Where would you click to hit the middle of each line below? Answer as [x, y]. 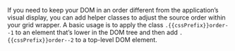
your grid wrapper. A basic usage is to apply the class [85, 25]
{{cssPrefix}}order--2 [41, 41]
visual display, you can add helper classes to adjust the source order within [116, 17]
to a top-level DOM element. [116, 40]
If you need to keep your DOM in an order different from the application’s [113, 10]
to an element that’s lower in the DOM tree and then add [97, 32]
